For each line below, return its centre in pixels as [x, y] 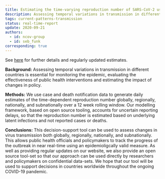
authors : [14, 32]
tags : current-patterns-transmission [44, 19]
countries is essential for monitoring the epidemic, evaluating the [71, 74]
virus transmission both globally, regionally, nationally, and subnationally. [79, 135]
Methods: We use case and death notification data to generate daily [74, 94]
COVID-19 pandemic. [26, 171]
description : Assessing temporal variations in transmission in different [83, 14]
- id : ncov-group [27, 37]
